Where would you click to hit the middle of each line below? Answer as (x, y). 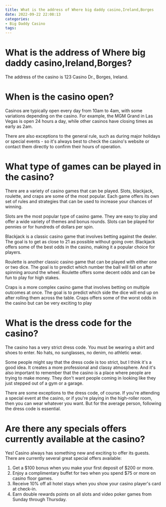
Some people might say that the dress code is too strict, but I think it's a (79, 362)
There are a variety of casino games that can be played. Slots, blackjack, (79, 191)
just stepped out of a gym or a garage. (44, 383)
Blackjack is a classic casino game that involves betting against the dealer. (81, 236)
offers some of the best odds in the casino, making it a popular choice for (80, 247)
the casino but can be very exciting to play (49, 303)
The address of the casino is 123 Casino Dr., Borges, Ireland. (67, 77)
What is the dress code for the (69, 323)
